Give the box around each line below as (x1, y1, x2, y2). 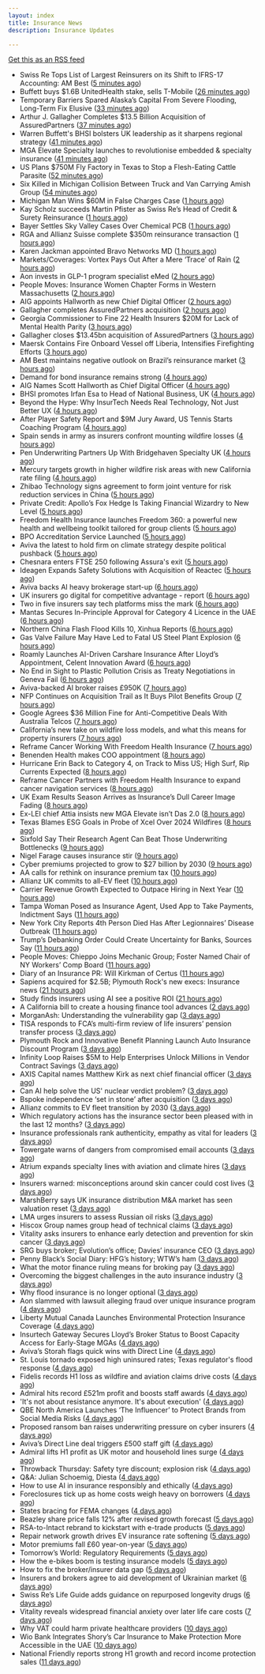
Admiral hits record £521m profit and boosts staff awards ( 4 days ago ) (19, 1389, 248, 1398)
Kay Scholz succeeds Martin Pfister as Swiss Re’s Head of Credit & (19, 205, 237, 214)
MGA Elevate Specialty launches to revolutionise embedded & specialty (19, 145, 252, 155)
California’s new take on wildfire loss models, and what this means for (19, 725, 247, 735)
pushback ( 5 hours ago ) (19, 549, 99, 558)
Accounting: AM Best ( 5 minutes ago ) (19, 78, 142, 88)
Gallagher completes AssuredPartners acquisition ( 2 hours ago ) (19, 305, 227, 315)
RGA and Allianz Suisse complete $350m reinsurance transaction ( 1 (19, 230, 239, 239)
